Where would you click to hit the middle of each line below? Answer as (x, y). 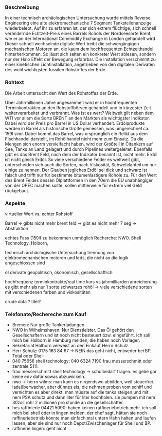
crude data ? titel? (23, 301)
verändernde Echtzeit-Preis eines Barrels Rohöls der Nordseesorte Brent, (78, 34)
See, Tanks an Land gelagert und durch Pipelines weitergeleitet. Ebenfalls (79, 149)
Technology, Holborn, (27, 243)
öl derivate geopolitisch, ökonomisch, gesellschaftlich (59, 272)
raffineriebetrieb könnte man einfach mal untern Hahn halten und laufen (84, 418)
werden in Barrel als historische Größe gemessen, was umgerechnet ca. (77, 128)
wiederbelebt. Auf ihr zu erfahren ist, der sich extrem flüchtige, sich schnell (81, 28)
